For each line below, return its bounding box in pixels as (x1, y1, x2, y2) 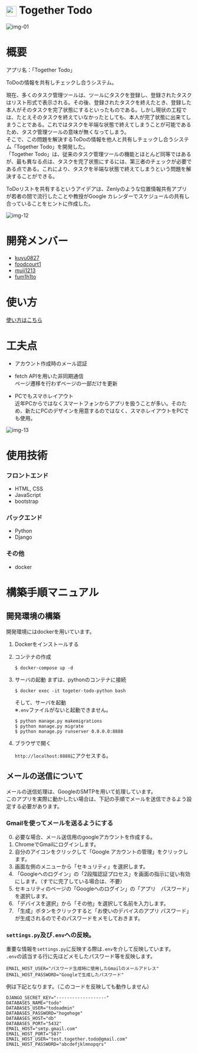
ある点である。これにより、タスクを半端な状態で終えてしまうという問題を (6, 165, 187, 172)
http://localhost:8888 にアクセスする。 (14, 752, 112, 759)
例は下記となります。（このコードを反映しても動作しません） (6, 983, 152, 990)
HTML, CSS (14, 485, 43, 492)
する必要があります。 (11, 802, 63, 810)
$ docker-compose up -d (14, 665, 74, 671)
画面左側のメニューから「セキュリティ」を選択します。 (14, 863, 148, 870)
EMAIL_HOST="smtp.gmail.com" (6, 1026, 78, 1032)
